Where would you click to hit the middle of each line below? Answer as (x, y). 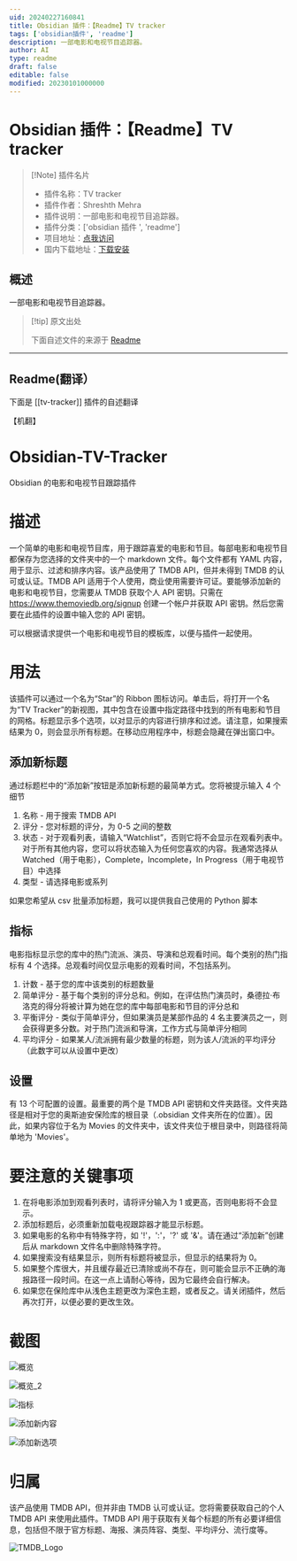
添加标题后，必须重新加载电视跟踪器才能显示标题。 (115, 1225)
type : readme (33, 58)
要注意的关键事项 (72, 1176)
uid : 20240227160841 (47, 17)
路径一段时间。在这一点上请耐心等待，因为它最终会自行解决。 (142, 1279)
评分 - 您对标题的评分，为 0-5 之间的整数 (97, 826)
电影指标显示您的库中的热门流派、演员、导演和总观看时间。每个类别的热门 (145, 954)
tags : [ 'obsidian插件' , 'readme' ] (72, 34)
